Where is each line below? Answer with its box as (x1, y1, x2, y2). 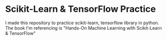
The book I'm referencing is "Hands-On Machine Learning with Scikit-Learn (5, 25, 162, 31)
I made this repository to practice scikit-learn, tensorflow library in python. (5, 20, 159, 26)
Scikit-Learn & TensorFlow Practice (5, 3, 156, 15)
